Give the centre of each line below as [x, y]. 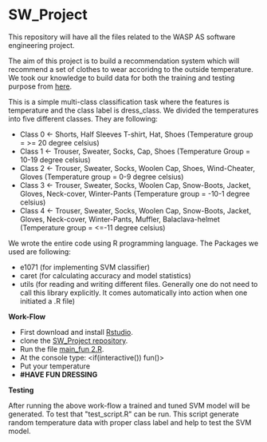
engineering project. [41, 45]
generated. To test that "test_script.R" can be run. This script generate [124, 414]
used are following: [40, 251]
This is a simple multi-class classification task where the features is [119, 102]
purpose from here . [40, 86]
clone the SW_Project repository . [74, 340]
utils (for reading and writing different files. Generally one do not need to [139, 284]
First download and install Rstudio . [76, 332]
